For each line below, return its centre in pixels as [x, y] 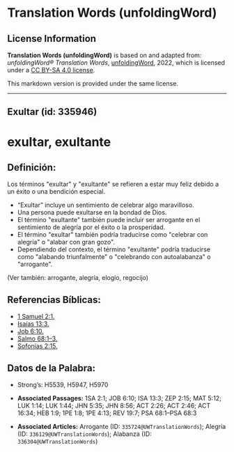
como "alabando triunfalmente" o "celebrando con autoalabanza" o [114, 257]
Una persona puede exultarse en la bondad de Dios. [92, 212]
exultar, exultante [59, 142]
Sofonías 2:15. [37, 346]
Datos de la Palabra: [52, 368]
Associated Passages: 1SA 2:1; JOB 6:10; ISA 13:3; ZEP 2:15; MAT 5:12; [119, 398]
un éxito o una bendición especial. [56, 192]
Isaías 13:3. [33, 324]
